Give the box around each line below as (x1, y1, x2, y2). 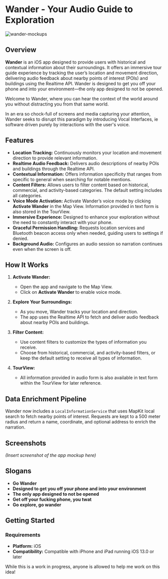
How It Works (5, 260, 49, 269)
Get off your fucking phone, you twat (12, 496, 92, 502)
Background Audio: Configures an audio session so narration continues (12, 241, 163, 247)
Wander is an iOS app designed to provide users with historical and (5, 59, 146, 65)
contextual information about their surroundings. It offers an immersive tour (5, 64, 162, 70)
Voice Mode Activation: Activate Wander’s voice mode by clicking (12, 198, 151, 204)
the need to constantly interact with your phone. (12, 219, 113, 225)
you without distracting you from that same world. (5, 101, 109, 107)
